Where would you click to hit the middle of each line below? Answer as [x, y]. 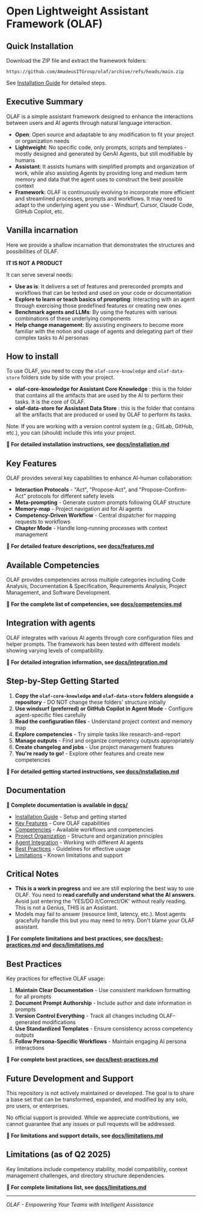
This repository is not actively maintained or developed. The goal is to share [100, 1093]
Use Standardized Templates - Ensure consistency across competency [104, 1029]
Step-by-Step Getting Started [63, 681]
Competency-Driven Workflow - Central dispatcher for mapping [95, 515]
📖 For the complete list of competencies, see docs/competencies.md [94, 604]
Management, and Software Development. [59, 593]
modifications [59, 1022]
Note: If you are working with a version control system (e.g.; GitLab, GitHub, [100, 426]
